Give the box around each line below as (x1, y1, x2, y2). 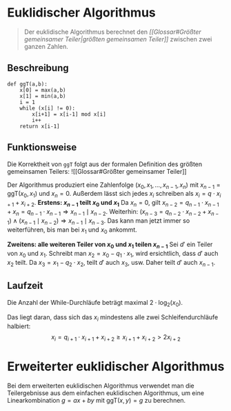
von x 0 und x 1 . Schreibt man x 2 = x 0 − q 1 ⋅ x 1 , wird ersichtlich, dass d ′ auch (7, 250, 219, 259)
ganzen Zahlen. (23, 42, 69, 50)
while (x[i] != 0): (19, 105, 76, 112)
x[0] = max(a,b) (19, 86, 67, 94)
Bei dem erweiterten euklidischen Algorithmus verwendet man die (7, 381, 194, 390)
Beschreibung (7, 62, 69, 74)
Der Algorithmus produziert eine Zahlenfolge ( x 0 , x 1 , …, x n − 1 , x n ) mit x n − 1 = (7, 181, 221, 190)
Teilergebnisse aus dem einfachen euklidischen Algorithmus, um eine (7, 388, 205, 397)
